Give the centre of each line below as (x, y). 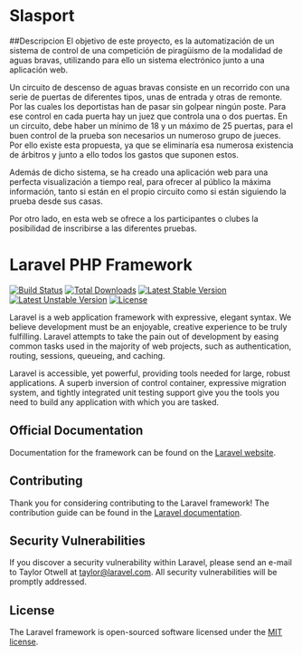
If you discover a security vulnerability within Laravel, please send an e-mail (151, 563)
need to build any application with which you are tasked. (114, 402)
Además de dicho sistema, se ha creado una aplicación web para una (139, 172)
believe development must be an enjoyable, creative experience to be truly (148, 326)
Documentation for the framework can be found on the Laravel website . (142, 452)
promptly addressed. (48, 582)
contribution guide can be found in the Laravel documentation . (126, 512)
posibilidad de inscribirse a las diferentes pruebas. (103, 228)
